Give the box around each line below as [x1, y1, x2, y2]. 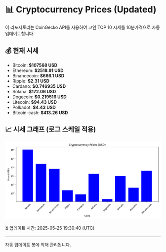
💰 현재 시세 [5, 47, 39, 55]
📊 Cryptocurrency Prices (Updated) [5, 4, 157, 15]
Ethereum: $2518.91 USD [12, 67, 64, 73]
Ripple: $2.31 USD [12, 78, 50, 84]
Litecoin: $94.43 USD [12, 99, 57, 105]
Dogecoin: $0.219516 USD [12, 94, 67, 100]
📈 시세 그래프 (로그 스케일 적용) [5, 125, 96, 134]
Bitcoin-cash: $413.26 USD [12, 110, 68, 116]
